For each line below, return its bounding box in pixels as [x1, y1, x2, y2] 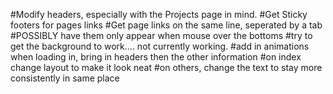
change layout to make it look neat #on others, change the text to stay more [10, 62, 323, 73]
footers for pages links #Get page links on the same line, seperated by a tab [10, 19, 323, 31]
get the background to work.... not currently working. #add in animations [10, 40, 310, 52]
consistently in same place [10, 72, 120, 84]
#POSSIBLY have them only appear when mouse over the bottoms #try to [10, 30, 313, 41]
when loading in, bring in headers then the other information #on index [10, 51, 302, 63]
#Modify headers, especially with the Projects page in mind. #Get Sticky [10, 9, 308, 20]
